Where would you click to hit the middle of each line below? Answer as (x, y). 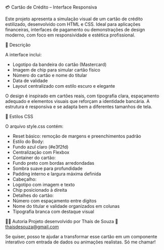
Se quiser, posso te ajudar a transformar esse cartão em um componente (81, 237)
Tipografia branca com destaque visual (53, 211)
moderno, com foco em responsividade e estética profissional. (70, 35)
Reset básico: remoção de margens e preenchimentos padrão (77, 136)
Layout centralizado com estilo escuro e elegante (64, 86)
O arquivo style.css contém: (34, 126)
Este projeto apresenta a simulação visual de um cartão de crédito (74, 19)
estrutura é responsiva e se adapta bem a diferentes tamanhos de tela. (79, 106)
